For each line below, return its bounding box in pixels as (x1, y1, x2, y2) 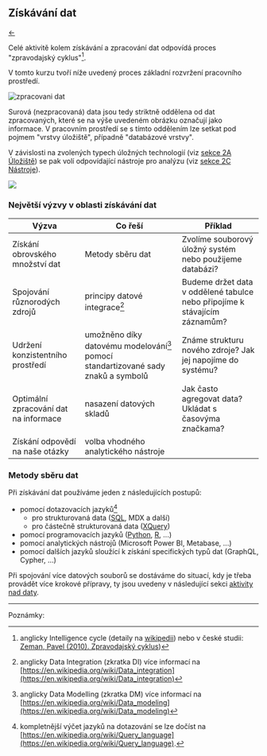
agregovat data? (181, 394, 243, 405)
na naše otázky (12, 446, 69, 457)
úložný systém (181, 243, 236, 254)
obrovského (12, 248, 57, 259)
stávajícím (181, 306, 220, 317)
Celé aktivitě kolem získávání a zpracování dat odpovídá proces (8, 43, 217, 52)
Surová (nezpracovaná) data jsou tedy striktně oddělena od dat (8, 107, 215, 117)
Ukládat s (181, 403, 217, 414)
